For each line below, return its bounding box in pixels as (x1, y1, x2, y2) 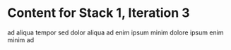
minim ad (7, 35, 34, 44)
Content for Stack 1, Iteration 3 (7, 5, 190, 21)
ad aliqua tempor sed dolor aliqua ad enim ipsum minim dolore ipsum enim (7, 28, 224, 37)
